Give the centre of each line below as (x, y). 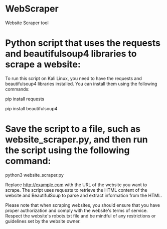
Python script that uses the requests (83, 43)
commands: (18, 89)
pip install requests (25, 99)
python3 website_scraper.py (35, 175)
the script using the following (67, 150)
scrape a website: (43, 65)
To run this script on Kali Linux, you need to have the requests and (73, 78)
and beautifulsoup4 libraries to (71, 54)
